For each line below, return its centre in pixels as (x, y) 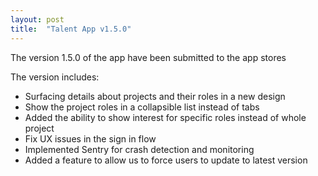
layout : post (37, 19)
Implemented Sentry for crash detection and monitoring (139, 149)
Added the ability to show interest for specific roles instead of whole (165, 117)
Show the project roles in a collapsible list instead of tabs (142, 107)
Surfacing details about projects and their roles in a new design (155, 96)
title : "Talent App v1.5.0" (71, 29)
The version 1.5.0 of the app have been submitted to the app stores (148, 57)
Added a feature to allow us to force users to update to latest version (166, 160)
